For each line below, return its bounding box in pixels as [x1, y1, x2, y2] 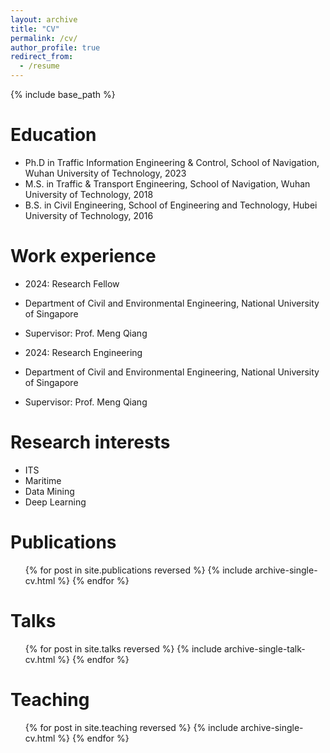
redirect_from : [10, 52, 74, 62]
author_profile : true [10, 42, 101, 53]
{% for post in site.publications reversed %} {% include [24, 564, 253, 576]
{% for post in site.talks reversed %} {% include [24, 642, 223, 655]
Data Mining [24, 485, 75, 497]
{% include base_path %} [10, 89, 116, 100]
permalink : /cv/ [10, 33, 78, 43]
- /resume [19, 61, 60, 71]
